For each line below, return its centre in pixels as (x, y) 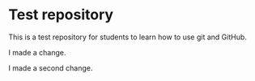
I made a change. (37, 52)
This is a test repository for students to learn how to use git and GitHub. (127, 37)
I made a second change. (51, 68)
